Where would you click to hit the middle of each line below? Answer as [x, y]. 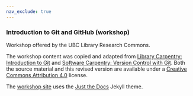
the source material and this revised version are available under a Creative [97, 69]
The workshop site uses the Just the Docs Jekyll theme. [75, 87]
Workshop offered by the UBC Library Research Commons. [78, 45]
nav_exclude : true [29, 11]
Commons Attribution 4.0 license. [47, 75]
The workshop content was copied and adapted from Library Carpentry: [94, 56]
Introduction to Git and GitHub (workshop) [68, 32]
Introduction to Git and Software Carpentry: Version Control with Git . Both [96, 62]
